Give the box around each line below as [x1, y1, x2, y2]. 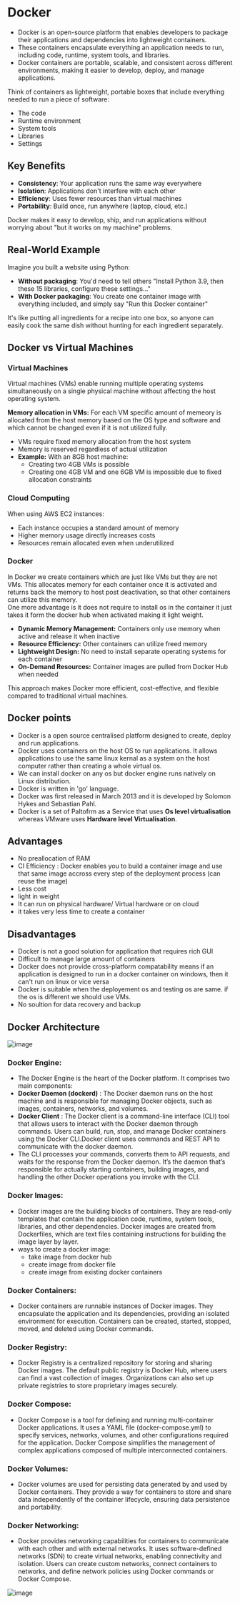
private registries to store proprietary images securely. [17, 1381, 179, 1390]
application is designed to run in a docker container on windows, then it [17, 970, 229, 979]
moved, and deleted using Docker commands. [17, 1324, 154, 1333]
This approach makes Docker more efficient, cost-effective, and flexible [7, 683, 219, 692]
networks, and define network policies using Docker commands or [17, 1567, 214, 1576]
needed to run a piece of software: [7, 94, 109, 104]
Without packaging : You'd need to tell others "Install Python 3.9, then [17, 277, 224, 285]
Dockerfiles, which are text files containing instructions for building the [17, 1229, 226, 1238]
